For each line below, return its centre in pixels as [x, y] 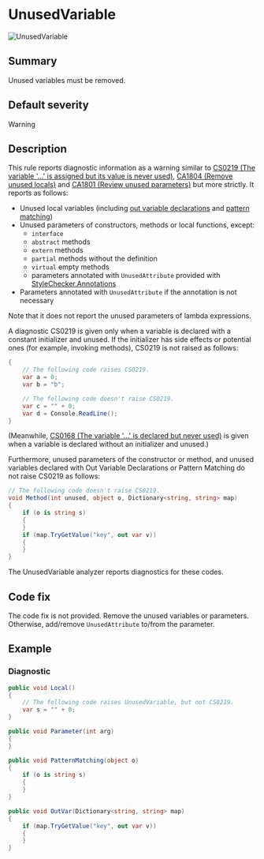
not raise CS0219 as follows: [54, 476]
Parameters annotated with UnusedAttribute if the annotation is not [128, 292]
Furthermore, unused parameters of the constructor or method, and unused [131, 460]
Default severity [48, 105]
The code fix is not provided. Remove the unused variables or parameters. [129, 615]
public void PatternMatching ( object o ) [74, 760]
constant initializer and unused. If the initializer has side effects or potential [130, 339]
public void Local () [42, 688]
